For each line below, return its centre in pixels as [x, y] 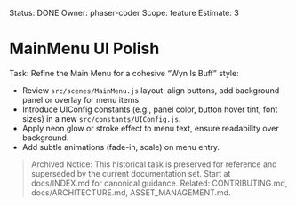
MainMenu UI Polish [84, 49]
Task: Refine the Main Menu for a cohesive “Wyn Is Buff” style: [124, 73]
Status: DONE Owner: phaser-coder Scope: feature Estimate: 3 [124, 13]
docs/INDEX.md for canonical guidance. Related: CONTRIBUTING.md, [159, 183]
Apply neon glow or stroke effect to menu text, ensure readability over [151, 128]
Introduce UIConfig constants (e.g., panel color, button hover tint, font [150, 109]
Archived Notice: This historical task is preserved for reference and [154, 164]
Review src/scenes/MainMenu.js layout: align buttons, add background [151, 90]
